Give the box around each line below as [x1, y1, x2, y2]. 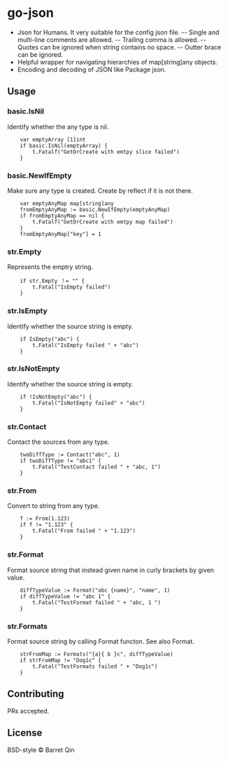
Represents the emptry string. [7, 263, 93, 271]
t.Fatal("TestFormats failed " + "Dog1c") [32, 663, 158, 670]
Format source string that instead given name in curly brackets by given [7, 566, 215, 574]
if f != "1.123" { [20, 522, 73, 529]
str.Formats [7, 621, 48, 631]
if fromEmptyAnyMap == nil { [20, 212, 105, 219]
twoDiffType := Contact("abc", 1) [20, 452, 120, 459]
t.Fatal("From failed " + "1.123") [32, 527, 136, 535]
